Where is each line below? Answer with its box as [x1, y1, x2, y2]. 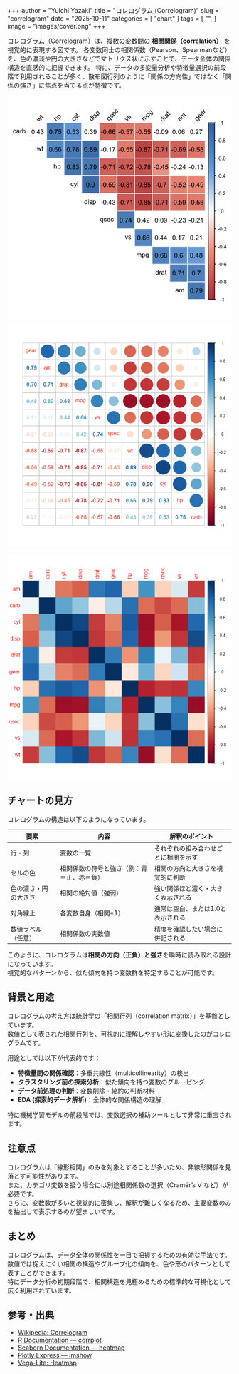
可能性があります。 [26, 1171, 82, 1180]
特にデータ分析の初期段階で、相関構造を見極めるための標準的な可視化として [7, 1277, 232, 1286]
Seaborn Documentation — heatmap [17, 1343, 125, 1352]
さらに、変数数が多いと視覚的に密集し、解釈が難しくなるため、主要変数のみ [7, 1198, 232, 1207]
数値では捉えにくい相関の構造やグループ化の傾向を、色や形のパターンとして [7, 1259, 231, 1268]
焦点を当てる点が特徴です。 [44, 81, 126, 89]
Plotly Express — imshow [17, 1351, 92, 1360]
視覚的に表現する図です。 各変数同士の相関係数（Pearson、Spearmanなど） [7, 46, 231, 54]
